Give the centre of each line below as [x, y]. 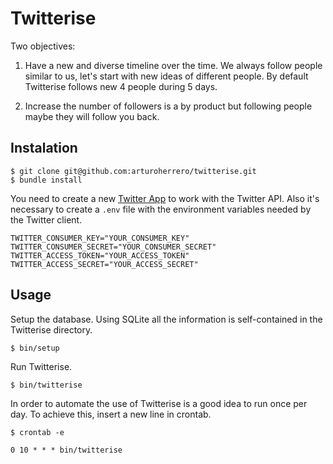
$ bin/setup [35, 348]
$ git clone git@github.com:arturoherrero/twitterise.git [133, 171]
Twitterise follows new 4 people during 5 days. [121, 86]
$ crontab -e [37, 432]
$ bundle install [46, 180]
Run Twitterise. [41, 366]
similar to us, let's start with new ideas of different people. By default [166, 76]
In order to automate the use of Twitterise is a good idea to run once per [159, 403]
